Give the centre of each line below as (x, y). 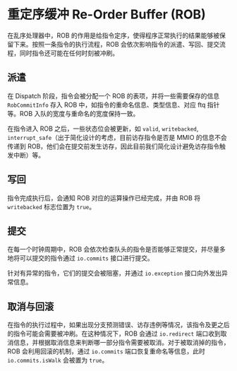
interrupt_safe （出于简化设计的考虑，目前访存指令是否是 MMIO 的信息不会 (117, 137)
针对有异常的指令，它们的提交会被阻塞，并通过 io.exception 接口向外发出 (115, 273)
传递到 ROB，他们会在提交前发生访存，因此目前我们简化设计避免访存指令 (114, 146)
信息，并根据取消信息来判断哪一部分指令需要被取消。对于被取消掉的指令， (121, 343)
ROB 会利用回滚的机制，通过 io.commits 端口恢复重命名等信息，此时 (107, 351)
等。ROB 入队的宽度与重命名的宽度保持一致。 (73, 113)
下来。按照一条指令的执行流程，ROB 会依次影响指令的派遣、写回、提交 (116, 44)
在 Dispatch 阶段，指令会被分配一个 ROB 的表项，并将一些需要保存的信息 (114, 95)
